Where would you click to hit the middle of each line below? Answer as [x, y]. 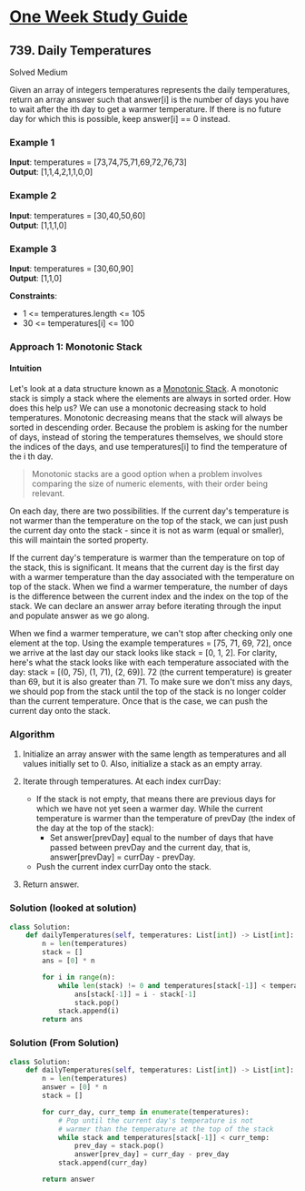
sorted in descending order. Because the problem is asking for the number [149, 428]
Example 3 [33, 249]
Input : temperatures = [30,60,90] [72, 268]
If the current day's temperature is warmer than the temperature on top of [148, 558]
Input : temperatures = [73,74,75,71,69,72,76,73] [98, 162]
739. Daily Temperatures [80, 51]
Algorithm [32, 734]
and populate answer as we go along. [79, 616]
